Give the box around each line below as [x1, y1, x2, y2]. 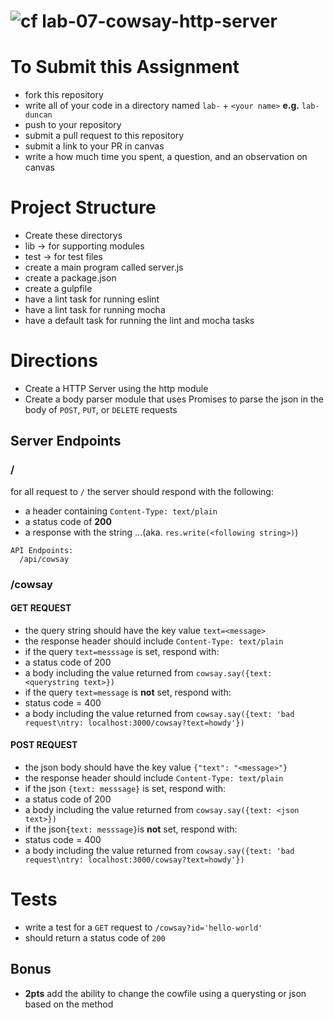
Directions [10, 350, 98, 372]
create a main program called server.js [24, 261, 184, 274]
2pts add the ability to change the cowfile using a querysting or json [24, 987, 307, 999]
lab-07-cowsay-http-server [41, 10, 278, 33]
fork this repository [24, 89, 104, 101]
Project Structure [10, 196, 157, 219]
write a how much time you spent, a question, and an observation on [24, 151, 308, 163]
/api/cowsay [19, 554, 70, 564]
